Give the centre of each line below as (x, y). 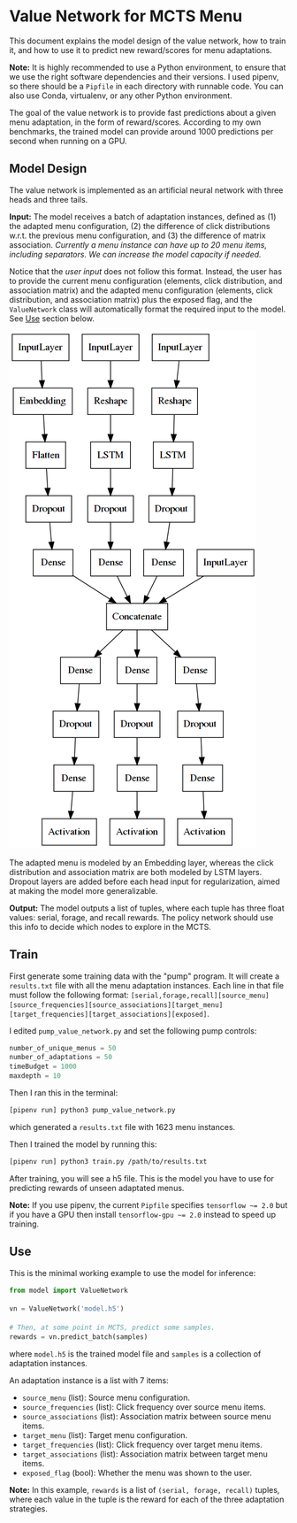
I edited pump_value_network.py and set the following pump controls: (133, 1031)
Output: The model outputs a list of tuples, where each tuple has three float (147, 908)
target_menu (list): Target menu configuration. (105, 1435)
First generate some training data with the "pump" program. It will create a (145, 976)
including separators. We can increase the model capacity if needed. (136, 254)
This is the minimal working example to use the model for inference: (133, 1273)
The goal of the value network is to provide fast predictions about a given (143, 112)
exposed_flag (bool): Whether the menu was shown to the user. (137, 1473)
